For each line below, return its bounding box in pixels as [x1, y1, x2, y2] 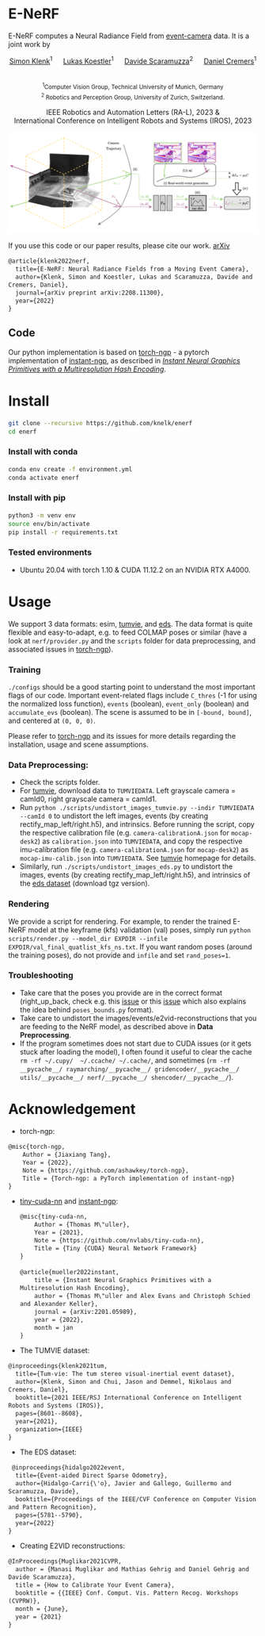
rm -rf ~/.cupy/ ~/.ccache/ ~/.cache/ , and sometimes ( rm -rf [19, 1055, 231, 1065]
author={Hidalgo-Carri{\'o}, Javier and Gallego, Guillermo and [15, 1479, 232, 1488]
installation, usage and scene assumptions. [8, 739, 149, 749]
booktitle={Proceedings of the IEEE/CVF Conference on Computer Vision [15, 1495, 257, 1504]
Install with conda [8, 446, 78, 457]
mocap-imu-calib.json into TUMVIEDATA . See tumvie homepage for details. [19, 854, 256, 863]
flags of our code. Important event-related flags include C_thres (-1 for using [8, 690, 257, 700]
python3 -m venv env [8, 511, 77, 520]
